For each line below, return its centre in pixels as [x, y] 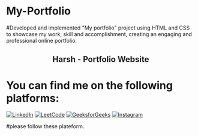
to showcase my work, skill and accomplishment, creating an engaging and [99, 34]
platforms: [33, 98]
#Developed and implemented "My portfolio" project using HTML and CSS [98, 28]
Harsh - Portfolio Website [101, 59]
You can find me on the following [89, 85]
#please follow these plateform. [45, 126]
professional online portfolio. [41, 40]
